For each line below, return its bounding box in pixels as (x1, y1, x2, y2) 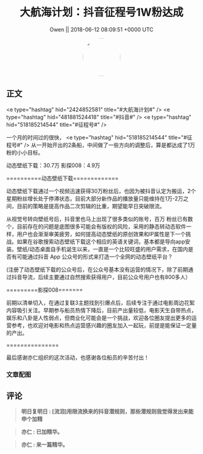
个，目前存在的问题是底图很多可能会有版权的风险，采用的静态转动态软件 (6, 223, 186, 230)
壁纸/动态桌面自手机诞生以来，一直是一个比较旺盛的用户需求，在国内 (16, 245, 188, 252)
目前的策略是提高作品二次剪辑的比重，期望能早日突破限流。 (16, 202, 165, 209)
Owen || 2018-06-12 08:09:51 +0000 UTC (49, 25, 154, 33)
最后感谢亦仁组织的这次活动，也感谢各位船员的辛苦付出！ (6, 354, 149, 361)
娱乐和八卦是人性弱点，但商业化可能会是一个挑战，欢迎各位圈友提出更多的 (6, 314, 192, 321)
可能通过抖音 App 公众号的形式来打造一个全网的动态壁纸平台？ (16, 253, 173, 260)
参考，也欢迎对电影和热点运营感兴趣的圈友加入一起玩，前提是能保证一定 (11, 321, 192, 329)
